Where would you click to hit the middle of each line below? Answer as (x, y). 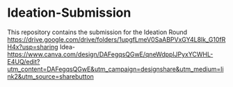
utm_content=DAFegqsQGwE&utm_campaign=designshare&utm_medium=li (115, 69)
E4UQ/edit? (24, 61)
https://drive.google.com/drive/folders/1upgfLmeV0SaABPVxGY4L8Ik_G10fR (116, 39)
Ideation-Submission (69, 13)
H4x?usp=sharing (33, 47)
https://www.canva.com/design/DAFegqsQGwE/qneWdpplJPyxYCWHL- (110, 54)
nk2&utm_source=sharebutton (50, 76)
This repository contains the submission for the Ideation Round (97, 32)
